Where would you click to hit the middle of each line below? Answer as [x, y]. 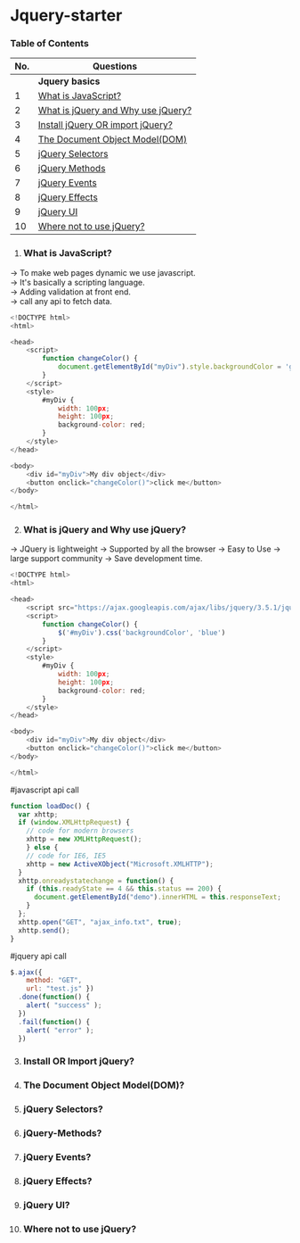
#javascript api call [45, 790]
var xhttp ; [38, 814]
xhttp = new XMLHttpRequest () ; [84, 840]
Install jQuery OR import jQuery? [105, 125]
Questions [115, 66]
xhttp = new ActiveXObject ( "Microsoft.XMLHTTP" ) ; [120, 864]
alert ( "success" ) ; [64, 1006]
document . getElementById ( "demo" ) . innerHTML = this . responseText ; [157, 898]
